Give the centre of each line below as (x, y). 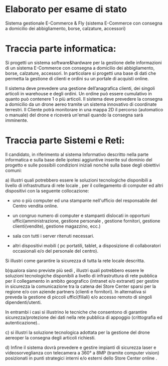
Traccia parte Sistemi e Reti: (65, 141)
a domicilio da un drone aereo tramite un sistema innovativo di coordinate (81, 104)
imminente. (17, 120)
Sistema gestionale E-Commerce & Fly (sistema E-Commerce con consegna (84, 23)
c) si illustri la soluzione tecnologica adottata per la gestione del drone (78, 332)
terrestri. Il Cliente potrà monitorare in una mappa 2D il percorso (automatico (84, 109)
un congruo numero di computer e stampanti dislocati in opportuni (81, 215)
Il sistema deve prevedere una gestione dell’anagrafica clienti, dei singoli (80, 88)
